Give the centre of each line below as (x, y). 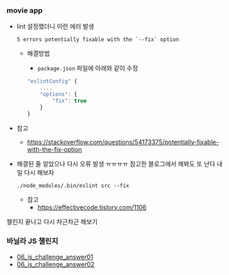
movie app (25, 10)
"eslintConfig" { (52, 81)
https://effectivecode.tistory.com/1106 (92, 207)
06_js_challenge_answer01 (55, 257)
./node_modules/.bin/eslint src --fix (73, 186)
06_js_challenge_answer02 (55, 264)
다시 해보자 (39, 172)
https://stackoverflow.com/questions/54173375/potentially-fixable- (123, 142)
